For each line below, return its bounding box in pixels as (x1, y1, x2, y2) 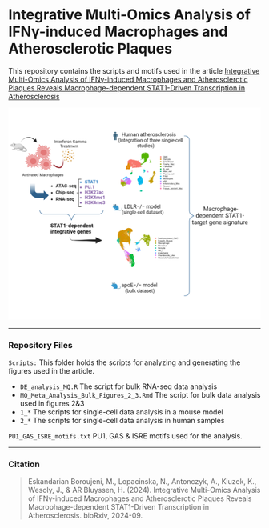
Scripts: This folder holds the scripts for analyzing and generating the (8, 358, 241, 367)
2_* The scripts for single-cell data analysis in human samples (19, 416, 225, 425)
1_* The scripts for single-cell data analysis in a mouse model (19, 407, 223, 417)
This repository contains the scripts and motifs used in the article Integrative (8, 66, 260, 75)
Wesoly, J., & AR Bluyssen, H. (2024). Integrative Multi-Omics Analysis (27, 486, 261, 495)
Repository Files (8, 339, 74, 350)
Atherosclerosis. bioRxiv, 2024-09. (27, 510, 143, 521)
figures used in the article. (8, 366, 94, 375)
